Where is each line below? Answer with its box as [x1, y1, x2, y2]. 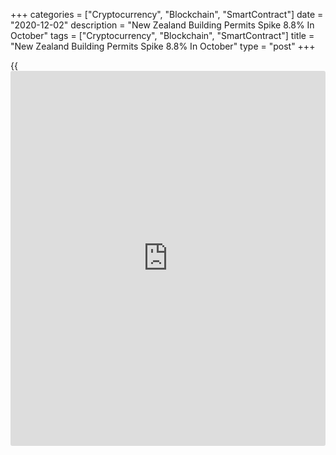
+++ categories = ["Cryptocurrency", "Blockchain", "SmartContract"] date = [10, 9, 324, 20]
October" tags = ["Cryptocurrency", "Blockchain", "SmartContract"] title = [10, 30, 315, 41]
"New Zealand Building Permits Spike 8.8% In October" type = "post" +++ [10, 40, 316, 52]
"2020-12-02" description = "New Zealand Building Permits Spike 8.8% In [10, 19, 315, 31]
